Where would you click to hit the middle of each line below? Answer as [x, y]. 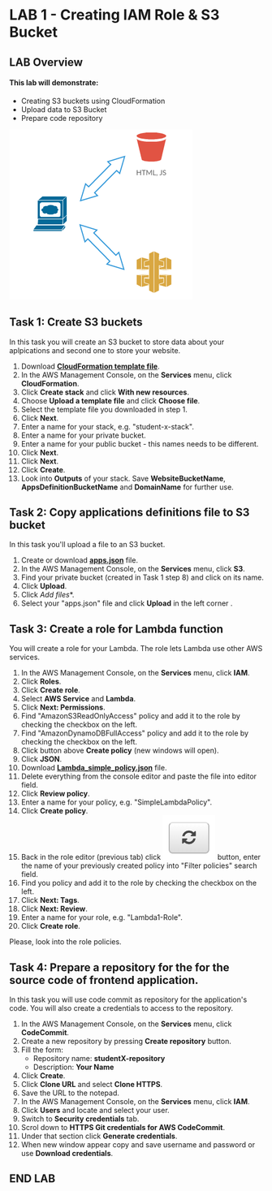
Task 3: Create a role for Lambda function [117, 629]
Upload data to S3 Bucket [64, 109]
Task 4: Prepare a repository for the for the [119, 967]
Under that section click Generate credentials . [99, 1136]
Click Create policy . [54, 811]
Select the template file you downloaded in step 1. [104, 409]
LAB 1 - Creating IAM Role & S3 [114, 15]
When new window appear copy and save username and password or [138, 1145]
